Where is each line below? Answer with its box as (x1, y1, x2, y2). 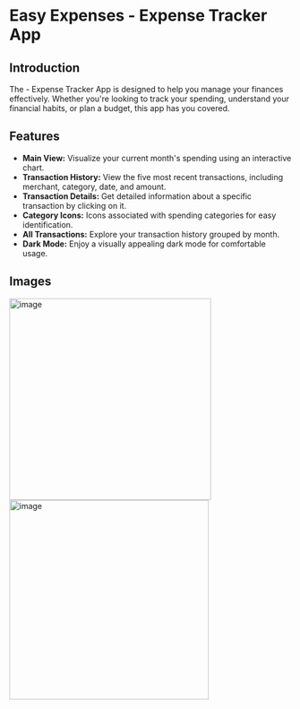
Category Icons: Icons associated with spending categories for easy (21, 210, 277, 220)
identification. (21, 219, 73, 229)
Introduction (9, 60, 81, 75)
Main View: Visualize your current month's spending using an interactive (21, 152, 292, 163)
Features (9, 129, 60, 144)
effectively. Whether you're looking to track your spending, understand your (9, 93, 289, 104)
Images (9, 274, 52, 290)
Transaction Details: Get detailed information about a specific (21, 190, 253, 202)
